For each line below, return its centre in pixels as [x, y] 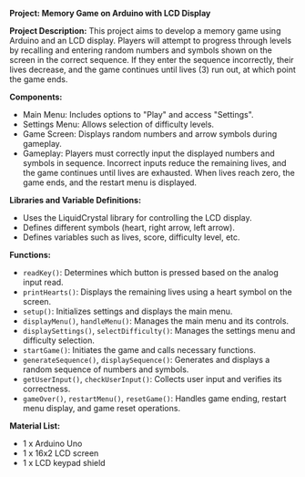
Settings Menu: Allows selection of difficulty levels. [118, 124]
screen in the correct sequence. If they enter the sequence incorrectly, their [152, 60]
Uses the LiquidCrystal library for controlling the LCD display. [137, 218]
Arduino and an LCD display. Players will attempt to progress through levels [151, 41]
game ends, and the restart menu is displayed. [110, 182]
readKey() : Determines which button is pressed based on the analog [151, 272]
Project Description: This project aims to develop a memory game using [145, 31]
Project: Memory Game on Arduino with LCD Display [110, 13]
